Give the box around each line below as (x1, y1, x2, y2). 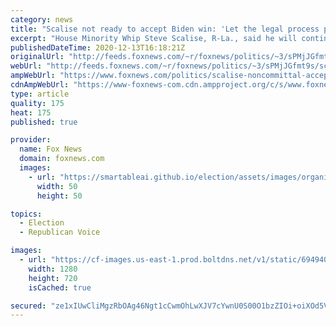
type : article (10, 89, 70, 99)
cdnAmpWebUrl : (10, 80, 70, 90)
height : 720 (28, 273, 78, 283)
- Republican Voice (19, 227, 101, 238)
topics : (10, 209, 43, 219)
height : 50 (36, 191, 83, 201)
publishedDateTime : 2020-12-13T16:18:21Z (10, 42, 186, 53)
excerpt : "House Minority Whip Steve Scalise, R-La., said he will (10, 33, 298, 43)
